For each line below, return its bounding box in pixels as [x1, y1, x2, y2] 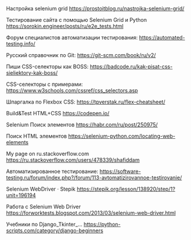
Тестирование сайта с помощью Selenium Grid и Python [6, 16, 147, 23]
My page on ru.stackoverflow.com [6, 150, 90, 157]
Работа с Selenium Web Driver [6, 203, 81, 210]
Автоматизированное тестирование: [6, 168, 98, 175]
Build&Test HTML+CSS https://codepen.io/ [6, 110, 110, 116]
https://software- [99, 168, 141, 175]
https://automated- [139, 34, 186, 41]
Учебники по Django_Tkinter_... [6, 221, 83, 228]
